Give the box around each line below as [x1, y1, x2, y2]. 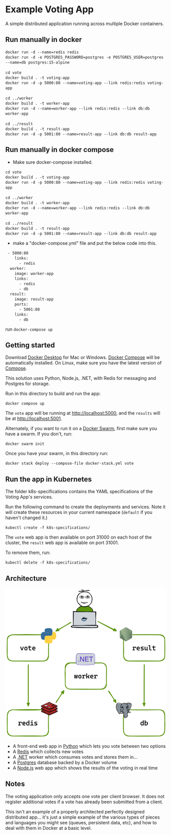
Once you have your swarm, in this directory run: [5, 451, 109, 457]
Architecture [5, 574, 47, 583]
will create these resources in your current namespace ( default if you [5, 509, 153, 516]
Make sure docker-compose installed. [12, 159, 93, 165]
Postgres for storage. [5, 380, 50, 387]
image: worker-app [14, 271, 54, 276]
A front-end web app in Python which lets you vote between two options [12, 743, 166, 749]
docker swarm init [5, 441, 45, 446]
